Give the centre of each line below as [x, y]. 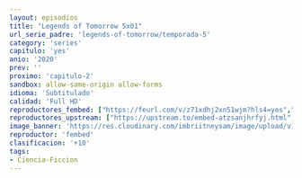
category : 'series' [46, 43]
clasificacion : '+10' [50, 143]
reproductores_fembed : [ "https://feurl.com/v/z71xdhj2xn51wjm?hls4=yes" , [151, 110]
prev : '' [26, 68]
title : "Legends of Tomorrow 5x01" [76, 26]
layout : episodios [44, 18]
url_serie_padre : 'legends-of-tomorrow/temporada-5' [110, 34]
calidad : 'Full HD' [46, 101]
